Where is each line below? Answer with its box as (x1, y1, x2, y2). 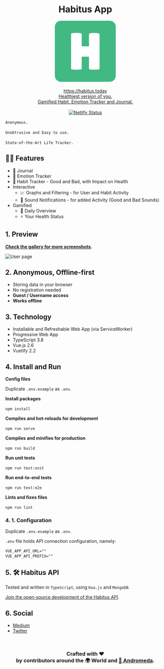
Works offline (12, 298, 42, 304)
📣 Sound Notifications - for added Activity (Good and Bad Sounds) (20, 197, 159, 203)
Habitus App (58, 4, 113, 15)
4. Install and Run (5, 362, 61, 371)
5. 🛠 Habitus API (5, 568, 59, 577)
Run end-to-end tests (5, 475, 52, 480)
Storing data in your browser (12, 281, 73, 288)
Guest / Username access (12, 293, 69, 299)
